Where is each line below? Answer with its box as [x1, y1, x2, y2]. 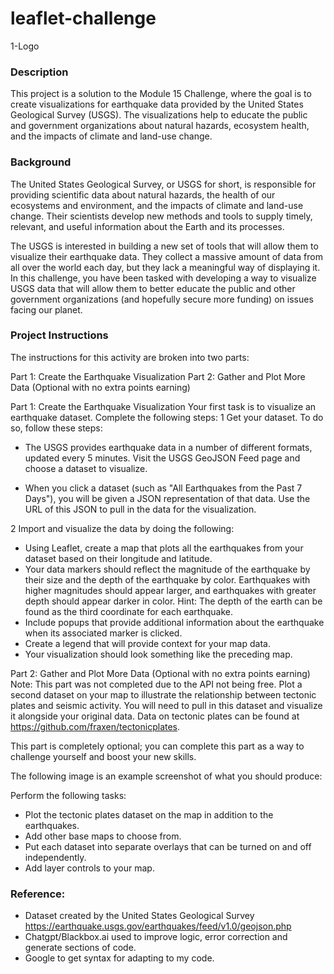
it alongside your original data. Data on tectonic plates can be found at [10, 710, 300, 722]
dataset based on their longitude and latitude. [24, 552, 213, 564]
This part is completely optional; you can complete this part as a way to [10, 740, 305, 752]
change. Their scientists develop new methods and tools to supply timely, [10, 210, 313, 222]
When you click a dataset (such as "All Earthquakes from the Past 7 [24, 482, 303, 494]
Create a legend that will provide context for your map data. [24, 637, 271, 649]
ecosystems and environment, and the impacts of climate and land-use [10, 199, 304, 211]
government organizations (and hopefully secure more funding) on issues [10, 293, 314, 305]
